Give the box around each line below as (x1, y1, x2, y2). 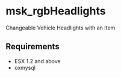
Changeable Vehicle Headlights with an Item (5, 24, 116, 31)
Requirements (5, 42, 60, 52)
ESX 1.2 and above (14, 57, 61, 64)
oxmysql (14, 64, 36, 71)
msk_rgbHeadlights (5, 4, 106, 18)
